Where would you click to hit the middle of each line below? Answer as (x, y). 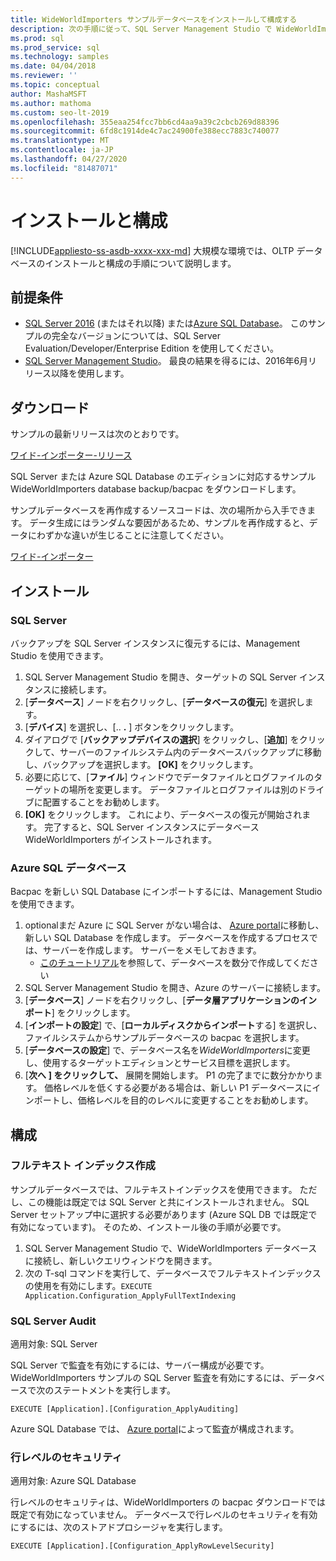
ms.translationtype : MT (60, 141)
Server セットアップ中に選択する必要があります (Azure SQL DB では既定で (164, 1214)
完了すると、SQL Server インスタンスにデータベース (152, 827)
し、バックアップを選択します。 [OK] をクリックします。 (141, 764)
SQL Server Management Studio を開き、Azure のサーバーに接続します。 (175, 988)
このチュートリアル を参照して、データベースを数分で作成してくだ (174, 963)
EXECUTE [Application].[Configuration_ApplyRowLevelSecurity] (142, 1546)
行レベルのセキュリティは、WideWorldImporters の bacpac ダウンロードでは (168, 1502)
